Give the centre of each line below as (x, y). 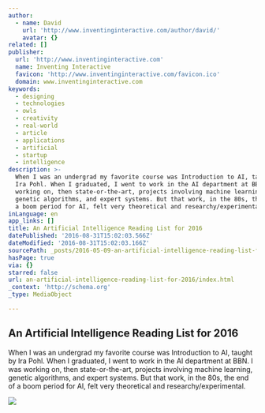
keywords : (24, 89)
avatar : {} (40, 38)
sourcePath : (28, 250)
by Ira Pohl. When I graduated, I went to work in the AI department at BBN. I (131, 361)
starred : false (33, 272)
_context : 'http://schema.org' (60, 287)
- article (31, 133)
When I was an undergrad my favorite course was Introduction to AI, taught (131, 352)
